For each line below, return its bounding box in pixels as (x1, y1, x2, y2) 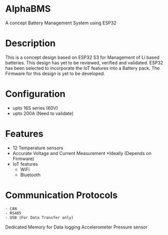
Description (5, 37, 56, 49)
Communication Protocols (5, 189, 118, 201)
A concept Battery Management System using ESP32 (5, 20, 117, 26)
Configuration (5, 88, 66, 100)
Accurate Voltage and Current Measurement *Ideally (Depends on (12, 150, 152, 156)
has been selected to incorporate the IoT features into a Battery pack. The (5, 65, 160, 71)
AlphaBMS (5, 3, 51, 15)
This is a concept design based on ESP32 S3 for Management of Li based (5, 54, 160, 60)
